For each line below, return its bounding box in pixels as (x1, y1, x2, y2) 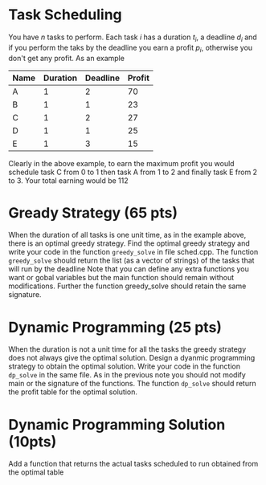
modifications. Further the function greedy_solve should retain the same (8, 281, 247, 291)
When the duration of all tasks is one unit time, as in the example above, (8, 230, 247, 240)
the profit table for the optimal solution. (8, 387, 138, 397)
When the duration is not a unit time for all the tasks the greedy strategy (8, 344, 247, 354)
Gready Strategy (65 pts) (8, 203, 178, 222)
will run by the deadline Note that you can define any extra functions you (8, 264, 249, 274)
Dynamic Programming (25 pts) (8, 318, 223, 336)
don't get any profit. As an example (8, 53, 125, 63)
